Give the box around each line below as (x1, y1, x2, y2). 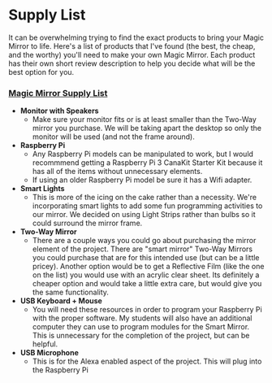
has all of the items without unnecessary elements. (32, 167, 203, 176)
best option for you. (8, 67, 75, 76)
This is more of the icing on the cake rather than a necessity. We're (32, 193, 257, 202)
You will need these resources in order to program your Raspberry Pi (32, 305, 262, 315)
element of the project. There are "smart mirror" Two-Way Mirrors (32, 244, 253, 254)
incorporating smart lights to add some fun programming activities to (32, 201, 263, 211)
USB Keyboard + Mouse (19, 296, 103, 306)
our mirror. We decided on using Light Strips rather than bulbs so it (32, 210, 256, 220)
